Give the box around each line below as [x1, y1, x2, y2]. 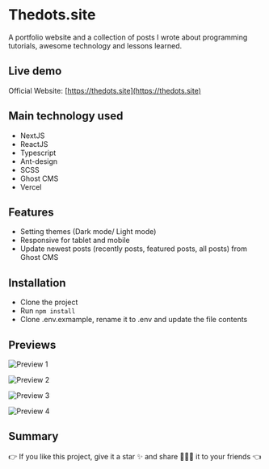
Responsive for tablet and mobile [19, 236, 131, 245]
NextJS [19, 131, 45, 140]
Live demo [8, 65, 62, 78]
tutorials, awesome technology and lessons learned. [8, 40, 183, 50]
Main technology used [8, 109, 124, 123]
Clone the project [19, 297, 78, 308]
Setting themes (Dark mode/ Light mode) [19, 227, 157, 237]
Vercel [19, 182, 42, 191]
